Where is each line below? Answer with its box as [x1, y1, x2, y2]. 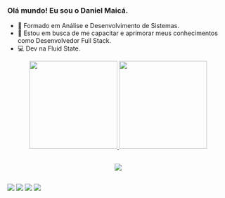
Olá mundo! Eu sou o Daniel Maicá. [7, 6, 129, 15]
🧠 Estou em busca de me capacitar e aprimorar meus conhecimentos [17, 29, 218, 37]
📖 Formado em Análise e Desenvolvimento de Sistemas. [17, 22, 179, 30]
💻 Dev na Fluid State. [17, 44, 81, 53]
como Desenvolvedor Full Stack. [17, 37, 112, 45]
